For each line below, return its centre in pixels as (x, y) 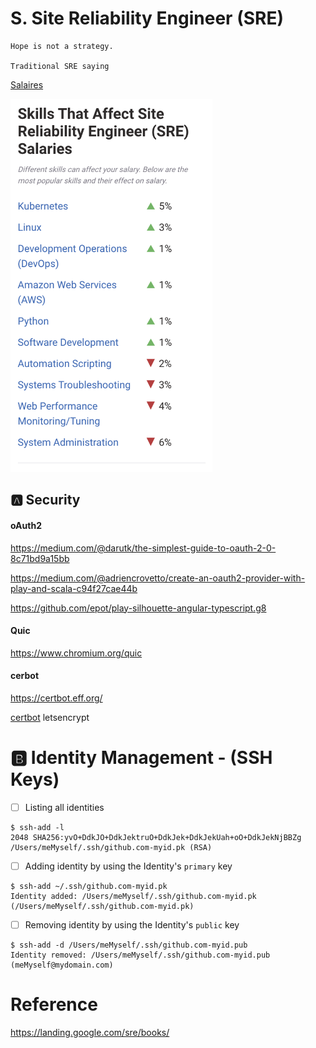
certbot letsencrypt (50, 717)
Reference (54, 1004)
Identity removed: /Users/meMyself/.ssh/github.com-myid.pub (140, 955)
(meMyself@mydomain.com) (62, 965)
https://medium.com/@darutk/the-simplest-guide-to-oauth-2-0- (143, 548)
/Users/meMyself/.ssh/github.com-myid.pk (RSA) (111, 847)
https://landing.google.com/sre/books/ (90, 1032)
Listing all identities (64, 807)
